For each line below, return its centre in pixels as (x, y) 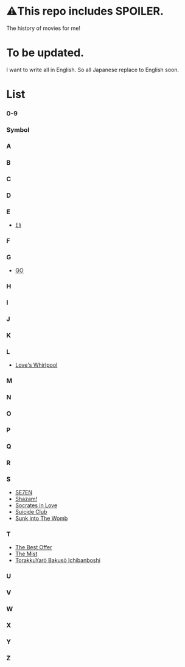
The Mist (26, 554)
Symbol (18, 129)
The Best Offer (33, 547)
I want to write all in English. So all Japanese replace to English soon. (93, 70)
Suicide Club (31, 511)
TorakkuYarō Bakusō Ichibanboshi (58, 560)
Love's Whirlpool (36, 365)
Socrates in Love (36, 505)
